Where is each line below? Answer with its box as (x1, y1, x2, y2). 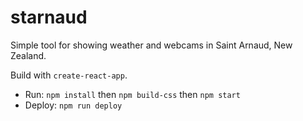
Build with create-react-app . (10, 69, 128, 81)
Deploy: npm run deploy (24, 99, 123, 111)
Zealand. (10, 49, 47, 61)
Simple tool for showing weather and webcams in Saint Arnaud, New (10, 39, 293, 51)
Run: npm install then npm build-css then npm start (24, 88, 241, 100)
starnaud (10, 6, 88, 29)
